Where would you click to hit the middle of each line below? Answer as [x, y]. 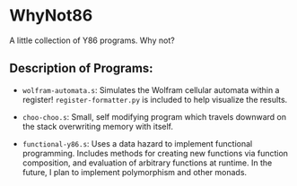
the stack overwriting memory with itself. [97, 126]
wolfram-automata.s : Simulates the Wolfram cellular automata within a [151, 89]
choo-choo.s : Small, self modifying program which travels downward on [154, 116]
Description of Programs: [82, 68]
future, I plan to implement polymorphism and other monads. [135, 172]
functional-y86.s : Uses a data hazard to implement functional [137, 143]
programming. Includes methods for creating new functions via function [155, 153]
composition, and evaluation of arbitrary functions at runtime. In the [147, 163]
